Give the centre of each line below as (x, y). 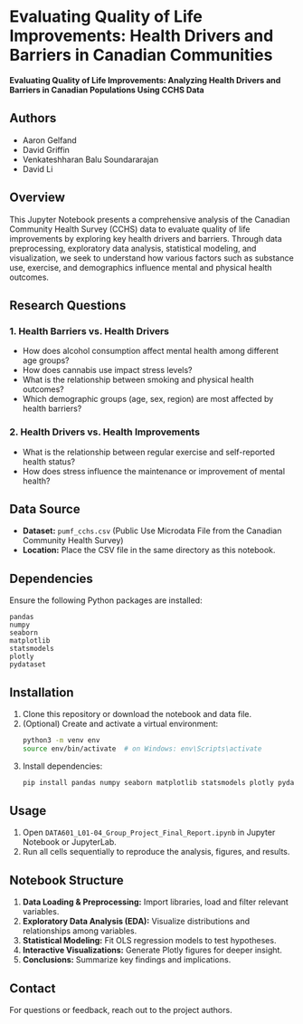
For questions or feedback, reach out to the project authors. (121, 1010)
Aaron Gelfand (49, 140)
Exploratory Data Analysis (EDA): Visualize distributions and (136, 922)
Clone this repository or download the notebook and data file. (137, 713)
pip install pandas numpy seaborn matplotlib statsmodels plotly (148, 782)
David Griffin (46, 149)
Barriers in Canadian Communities (141, 55)
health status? (48, 461)
